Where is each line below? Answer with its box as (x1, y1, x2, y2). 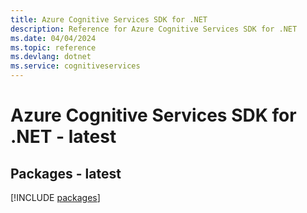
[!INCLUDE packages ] (10, 192, 101, 203)
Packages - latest (10, 165, 122, 182)
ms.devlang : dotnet (10, 52, 92, 62)
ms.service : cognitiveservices (10, 61, 141, 71)
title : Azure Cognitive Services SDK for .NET (10, 14, 208, 25)
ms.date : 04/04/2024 (10, 33, 97, 43)
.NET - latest (10, 126, 117, 148)
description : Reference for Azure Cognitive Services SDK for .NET (10, 24, 298, 34)
